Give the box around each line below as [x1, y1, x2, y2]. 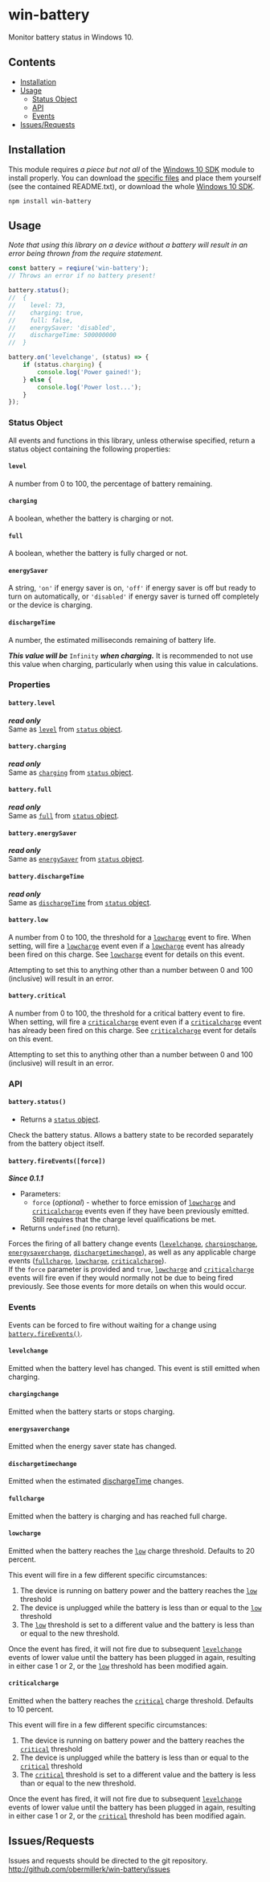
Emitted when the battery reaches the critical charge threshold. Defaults [8, 1695, 254, 1705]
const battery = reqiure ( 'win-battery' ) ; [8, 264, 149, 273]
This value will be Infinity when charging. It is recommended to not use [8, 650, 253, 661]
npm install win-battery [8, 197, 92, 205]
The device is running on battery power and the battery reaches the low [19, 1585, 258, 1595]
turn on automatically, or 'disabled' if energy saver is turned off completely [8, 591, 260, 601]
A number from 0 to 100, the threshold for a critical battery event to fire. [8, 1008, 245, 1018]
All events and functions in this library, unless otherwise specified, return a [8, 435, 256, 445]
